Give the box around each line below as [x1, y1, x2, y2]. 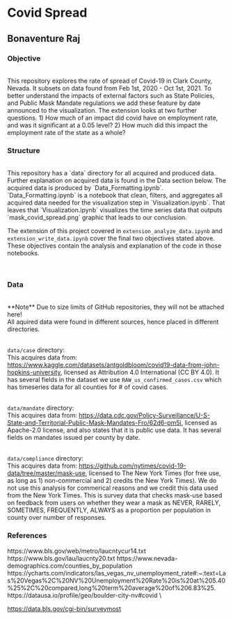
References [7, 531, 47, 541]
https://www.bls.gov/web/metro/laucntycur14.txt [7, 546, 146, 555]
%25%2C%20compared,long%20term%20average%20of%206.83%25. [7, 583, 216, 592]
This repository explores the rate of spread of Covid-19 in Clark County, [7, 77, 213, 85]
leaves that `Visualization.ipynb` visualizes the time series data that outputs [7, 206, 223, 214]
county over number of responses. [7, 514, 106, 522]
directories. [7, 325, 40, 333]
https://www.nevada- [116, 554, 178, 562]
